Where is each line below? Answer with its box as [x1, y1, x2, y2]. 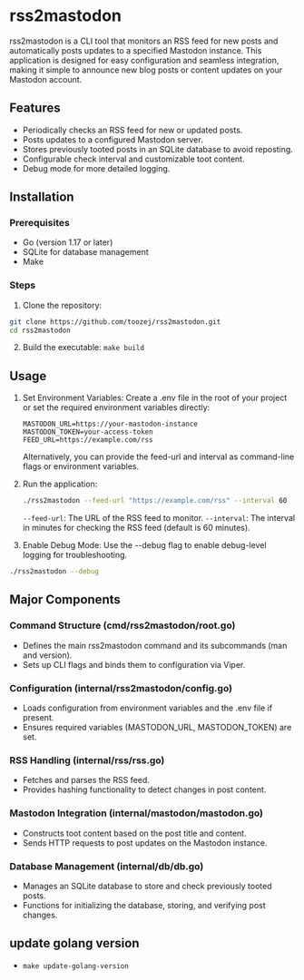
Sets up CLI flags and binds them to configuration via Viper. [22, 659, 246, 670]
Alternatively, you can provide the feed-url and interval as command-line [22, 451, 295, 463]
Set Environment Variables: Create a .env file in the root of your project [22, 392, 288, 404]
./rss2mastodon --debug [9, 567, 100, 576]
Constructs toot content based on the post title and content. [22, 828, 247, 838]
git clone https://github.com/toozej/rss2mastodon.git [9, 317, 221, 327]
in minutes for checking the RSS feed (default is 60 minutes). [22, 523, 251, 534]
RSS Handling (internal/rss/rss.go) [9, 754, 165, 767]
